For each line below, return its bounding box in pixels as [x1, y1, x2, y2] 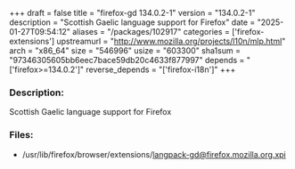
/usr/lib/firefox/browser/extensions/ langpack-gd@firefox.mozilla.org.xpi [21, 149, 287, 159]
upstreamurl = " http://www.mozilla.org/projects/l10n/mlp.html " [56, 36, 286, 46]
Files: [9, 129, 34, 141]
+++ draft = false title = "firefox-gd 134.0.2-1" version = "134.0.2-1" [9, 8, 256, 18]
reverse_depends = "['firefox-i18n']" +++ [86, 64, 236, 75]
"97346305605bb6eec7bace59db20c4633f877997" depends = [9, 55, 245, 65]
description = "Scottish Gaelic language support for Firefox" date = [9, 17, 256, 28]
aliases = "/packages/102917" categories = [72, 27, 230, 36]
